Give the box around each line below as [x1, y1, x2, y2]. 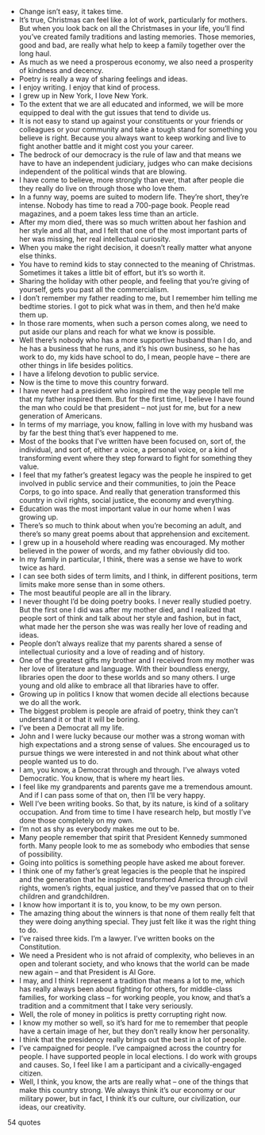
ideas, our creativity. [18, 1102, 86, 1111]
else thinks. [18, 251, 57, 260]
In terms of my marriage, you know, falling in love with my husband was [18, 420, 253, 429]
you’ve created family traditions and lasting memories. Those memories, [18, 32, 255, 41]
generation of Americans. [18, 412, 102, 420]
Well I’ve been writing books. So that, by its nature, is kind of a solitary [18, 799, 249, 808]
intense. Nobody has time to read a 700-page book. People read [18, 201, 230, 209]
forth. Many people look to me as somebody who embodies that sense [18, 841, 251, 850]
